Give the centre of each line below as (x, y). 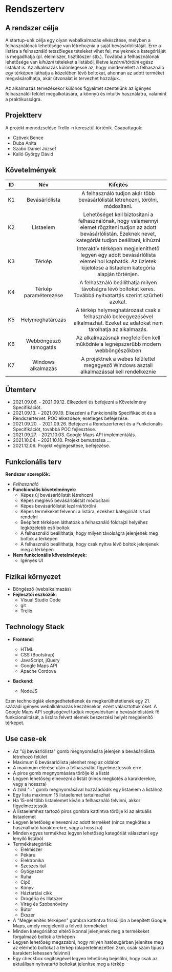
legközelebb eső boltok (45, 528)
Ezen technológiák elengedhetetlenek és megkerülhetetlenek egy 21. (78, 701)
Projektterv (24, 115)
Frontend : (23, 639)
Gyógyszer (32, 871)
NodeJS (29, 691)
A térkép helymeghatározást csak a (119, 310)
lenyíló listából (28, 838)
